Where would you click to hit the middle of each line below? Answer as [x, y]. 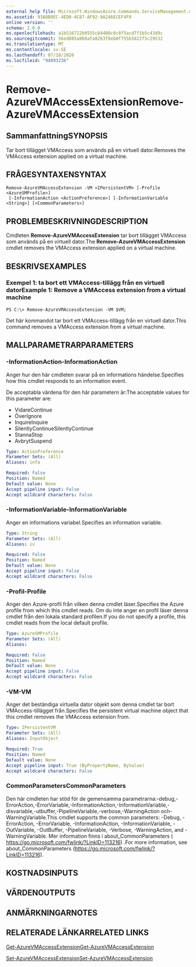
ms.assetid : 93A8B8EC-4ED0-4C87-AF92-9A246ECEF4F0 [69, 17]
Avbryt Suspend [33, 441]
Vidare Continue [33, 410]
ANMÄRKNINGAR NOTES [52, 913]
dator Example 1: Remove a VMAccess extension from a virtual [96, 290]
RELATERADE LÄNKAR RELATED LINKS [78, 933]
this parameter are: [29, 398]
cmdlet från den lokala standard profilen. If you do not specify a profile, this [96, 617]
